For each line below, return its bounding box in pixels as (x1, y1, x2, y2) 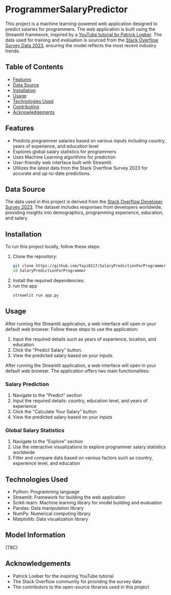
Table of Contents (5, 63, 64, 71)
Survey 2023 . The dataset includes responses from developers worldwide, (5, 204, 162, 210)
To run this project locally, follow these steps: (5, 244, 101, 250)
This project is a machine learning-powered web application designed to (5, 21, 158, 27)
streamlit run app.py (12, 292, 59, 298)
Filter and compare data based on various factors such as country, (12, 455, 153, 461)
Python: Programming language (12, 489, 80, 495)
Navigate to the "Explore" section (12, 439, 83, 445)
